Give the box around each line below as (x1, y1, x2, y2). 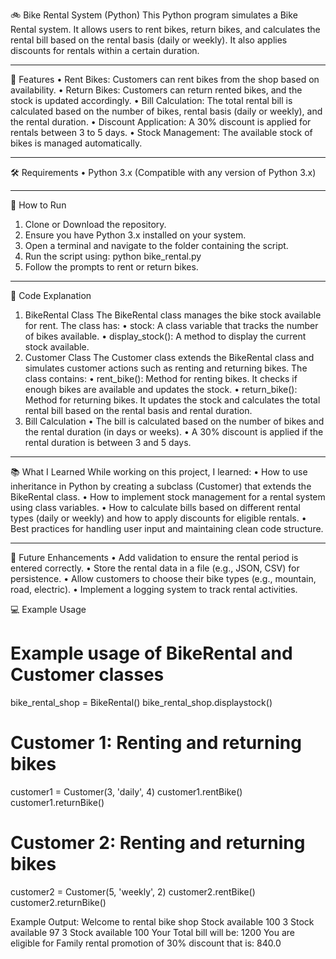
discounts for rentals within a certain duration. (10, 45, 200, 56)
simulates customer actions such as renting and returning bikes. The (24, 362, 308, 374)
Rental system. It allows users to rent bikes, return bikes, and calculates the (10, 24, 321, 35)
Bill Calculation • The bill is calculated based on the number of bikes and (24, 415, 325, 427)
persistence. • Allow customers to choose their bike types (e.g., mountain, (10, 573, 317, 584)
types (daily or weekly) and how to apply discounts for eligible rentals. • (10, 512, 307, 524)
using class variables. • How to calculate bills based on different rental (10, 502, 301, 513)
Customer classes (10, 664, 165, 686)
